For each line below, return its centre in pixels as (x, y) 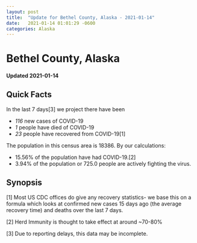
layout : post (23, 12)
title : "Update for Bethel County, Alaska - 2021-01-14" (80, 18)
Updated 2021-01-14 (33, 76)
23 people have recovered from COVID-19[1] (70, 134)
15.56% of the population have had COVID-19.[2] (75, 157)
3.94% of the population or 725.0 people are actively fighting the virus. (103, 163)
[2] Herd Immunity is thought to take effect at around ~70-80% (84, 222)
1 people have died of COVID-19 (55, 127)
